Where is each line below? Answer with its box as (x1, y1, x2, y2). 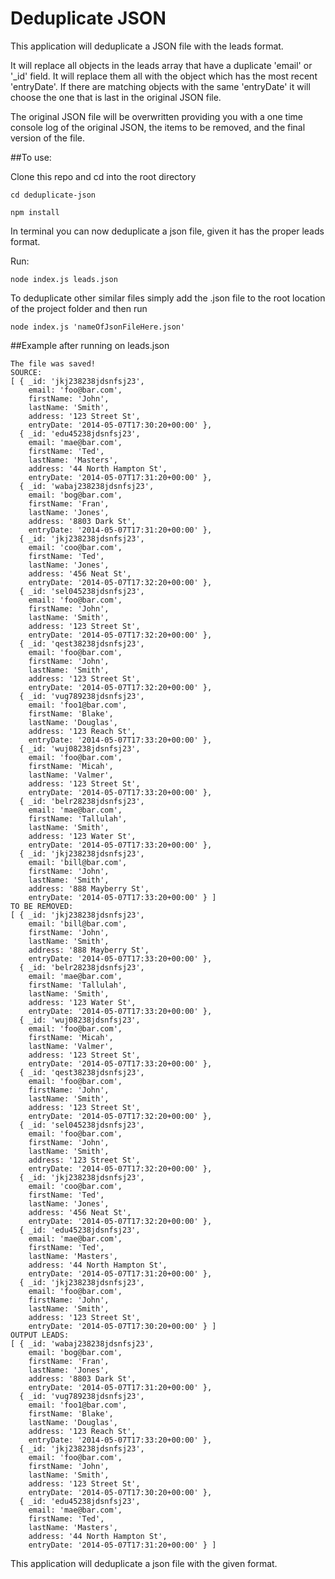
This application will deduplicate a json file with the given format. (10, 1557, 278, 1569)
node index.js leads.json (10, 274, 118, 284)
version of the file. (10, 132, 86, 144)
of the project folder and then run (10, 302, 148, 314)
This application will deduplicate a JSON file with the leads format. (10, 40, 284, 52)
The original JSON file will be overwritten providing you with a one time (10, 110, 303, 122)
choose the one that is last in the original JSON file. (10, 91, 222, 103)
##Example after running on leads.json (10, 339, 170, 351)
